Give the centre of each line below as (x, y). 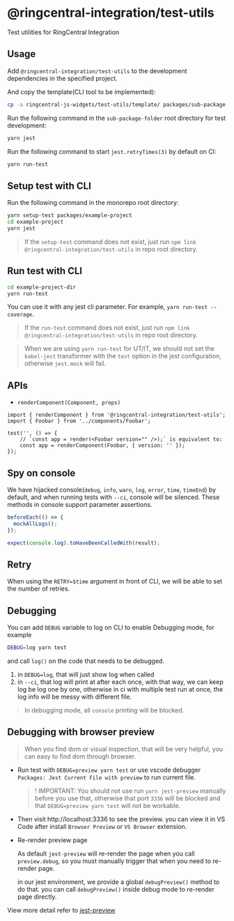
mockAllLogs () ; (36, 524)
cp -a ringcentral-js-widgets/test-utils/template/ (84, 105)
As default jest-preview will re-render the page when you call (106, 853)
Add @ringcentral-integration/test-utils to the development (97, 70)
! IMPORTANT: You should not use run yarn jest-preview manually (130, 791)
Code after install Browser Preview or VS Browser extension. (102, 826)
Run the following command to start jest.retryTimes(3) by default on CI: (112, 151)
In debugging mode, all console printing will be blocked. (104, 710)
